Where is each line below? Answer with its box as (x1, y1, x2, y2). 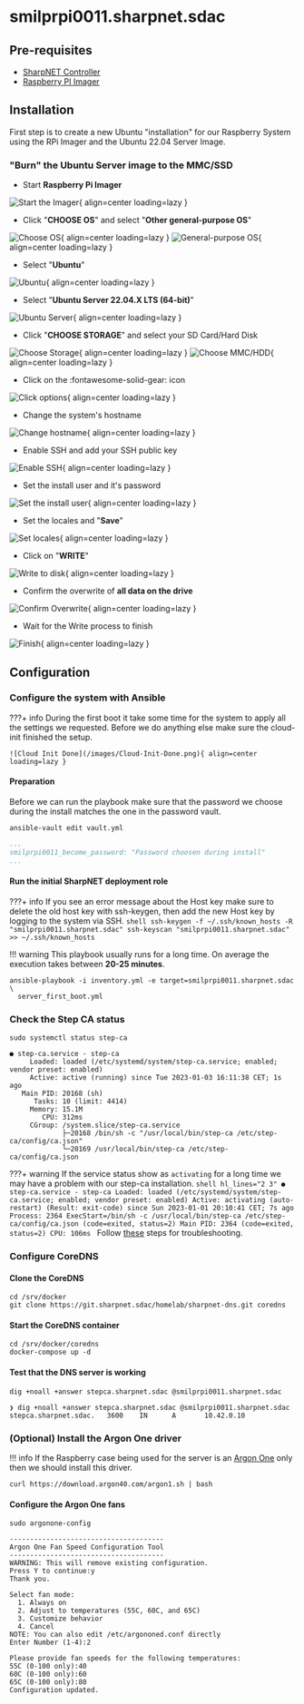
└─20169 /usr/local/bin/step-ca (62, 1145, 184, 1154)
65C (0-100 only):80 (9, 1678, 88, 1687)
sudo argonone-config (9, 1519, 92, 1528)
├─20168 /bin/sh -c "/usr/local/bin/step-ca (62, 1129, 233, 1138)
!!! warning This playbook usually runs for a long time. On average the (9, 948, 270, 959)
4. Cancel (17, 1622, 54, 1631)
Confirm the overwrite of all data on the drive (22, 585, 193, 596)
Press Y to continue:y (9, 1567, 95, 1576)
